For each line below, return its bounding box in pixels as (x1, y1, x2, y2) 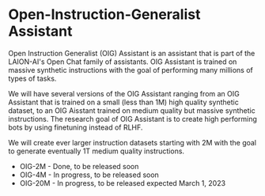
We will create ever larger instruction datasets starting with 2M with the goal (8, 138, 257, 147)
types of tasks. (8, 73, 57, 83)
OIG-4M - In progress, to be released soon (19, 170, 160, 179)
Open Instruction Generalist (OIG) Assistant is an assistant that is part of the (8, 48, 256, 58)
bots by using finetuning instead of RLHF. (8, 122, 143, 132)
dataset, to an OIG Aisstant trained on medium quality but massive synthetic (8, 105, 256, 115)
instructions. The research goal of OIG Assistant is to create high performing (8, 114, 257, 123)
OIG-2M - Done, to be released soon (19, 161, 139, 171)
